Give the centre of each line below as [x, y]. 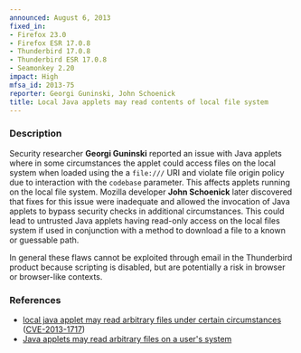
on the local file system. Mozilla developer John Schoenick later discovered [151, 192]
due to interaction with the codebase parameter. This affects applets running [150, 182]
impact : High [34, 77]
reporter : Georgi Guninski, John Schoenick [93, 93]
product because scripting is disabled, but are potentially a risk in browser [147, 267]
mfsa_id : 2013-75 [42, 85]
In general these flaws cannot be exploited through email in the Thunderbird [151, 257]
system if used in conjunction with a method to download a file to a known [148, 230]
